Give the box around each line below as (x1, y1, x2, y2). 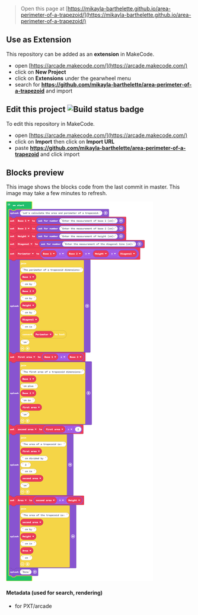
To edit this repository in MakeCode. (6, 120, 95, 127)
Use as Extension (6, 35, 72, 45)
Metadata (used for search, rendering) (6, 589, 103, 597)
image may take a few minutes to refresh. (6, 190, 107, 197)
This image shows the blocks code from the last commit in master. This (6, 183, 180, 190)
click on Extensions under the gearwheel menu (14, 74, 132, 82)
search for (14, 81, 40, 88)
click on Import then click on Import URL (14, 138, 115, 145)
